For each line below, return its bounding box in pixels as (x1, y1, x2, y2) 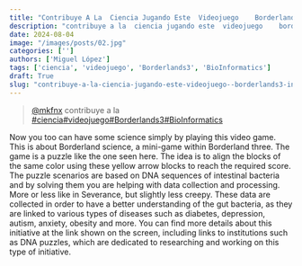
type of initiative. (9, 246, 72, 257)
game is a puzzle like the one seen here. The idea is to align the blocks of (9, 150, 281, 162)
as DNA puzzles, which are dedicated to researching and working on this (9, 236, 280, 247)
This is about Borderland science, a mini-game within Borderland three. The (9, 141, 290, 152)
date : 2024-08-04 (9, 30, 75, 39)
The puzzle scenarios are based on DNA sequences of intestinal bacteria (9, 170, 280, 181)
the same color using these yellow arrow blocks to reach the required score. (9, 160, 291, 171)
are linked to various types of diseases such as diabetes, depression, (9, 208, 265, 218)
